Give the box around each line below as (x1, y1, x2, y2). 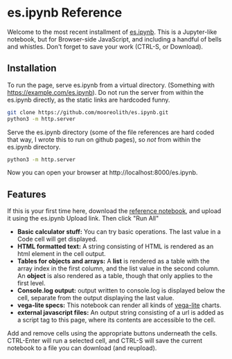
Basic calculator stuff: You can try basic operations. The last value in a (17, 228, 222, 236)
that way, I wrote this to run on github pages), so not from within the (7, 135, 201, 143)
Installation (7, 62, 57, 74)
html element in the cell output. (17, 250, 106, 258)
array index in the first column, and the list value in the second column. (17, 264, 220, 273)
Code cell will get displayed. (17, 235, 98, 243)
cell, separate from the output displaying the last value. (17, 294, 175, 302)
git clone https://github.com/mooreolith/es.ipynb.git (7, 109, 169, 116)
